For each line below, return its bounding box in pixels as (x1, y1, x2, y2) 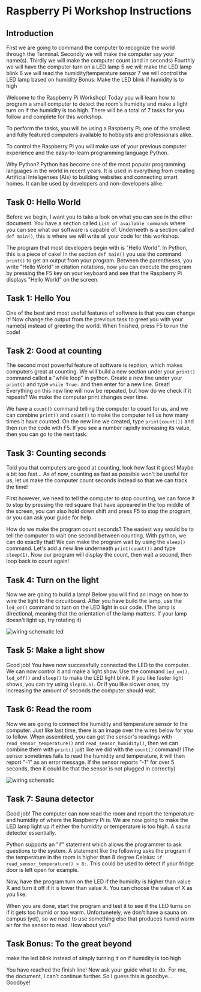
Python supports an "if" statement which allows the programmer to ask (6, 841, 182, 848)
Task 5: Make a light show (6, 646, 105, 656)
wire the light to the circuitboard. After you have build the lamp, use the (6, 597, 182, 605)
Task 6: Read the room (6, 704, 92, 715)
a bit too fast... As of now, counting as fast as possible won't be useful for (6, 470, 188, 478)
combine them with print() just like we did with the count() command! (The (6, 746, 194, 753)
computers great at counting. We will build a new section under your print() (6, 368, 196, 375)
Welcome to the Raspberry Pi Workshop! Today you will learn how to (6, 94, 176, 101)
